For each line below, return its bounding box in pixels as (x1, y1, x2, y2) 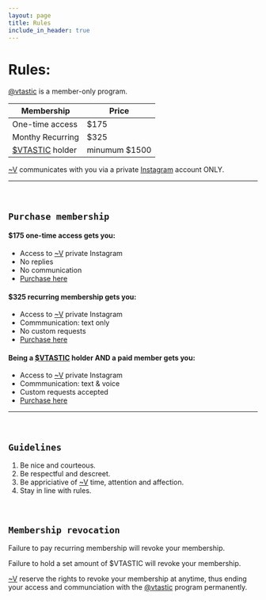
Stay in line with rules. (19, 486, 92, 495)
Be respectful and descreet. (19, 469, 111, 479)
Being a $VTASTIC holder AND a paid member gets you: (8, 353, 196, 362)
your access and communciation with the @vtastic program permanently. (8, 582, 248, 591)
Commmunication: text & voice (19, 379, 120, 388)
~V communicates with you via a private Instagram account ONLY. (8, 165, 225, 174)
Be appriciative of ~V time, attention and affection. (19, 477, 184, 487)
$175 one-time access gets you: (8, 231, 116, 240)
